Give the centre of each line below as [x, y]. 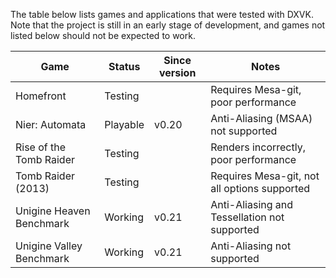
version [177, 72]
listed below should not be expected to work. [103, 35]
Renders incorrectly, [258, 147]
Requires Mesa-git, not [265, 176]
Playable [124, 124]
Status [124, 66]
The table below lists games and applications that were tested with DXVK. [162, 14]
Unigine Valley [49, 246]
